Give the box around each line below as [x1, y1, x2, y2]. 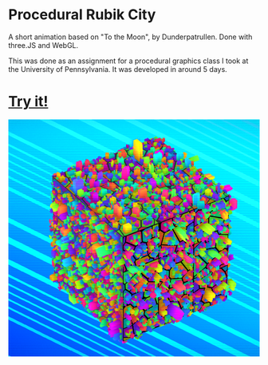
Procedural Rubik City [8, 6, 156, 24]
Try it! [8, 93, 49, 111]
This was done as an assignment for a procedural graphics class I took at [8, 56, 249, 65]
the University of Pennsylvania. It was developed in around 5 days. [8, 64, 227, 73]
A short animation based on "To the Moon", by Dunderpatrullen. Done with [8, 32, 253, 42]
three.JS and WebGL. [8, 40, 79, 50]
